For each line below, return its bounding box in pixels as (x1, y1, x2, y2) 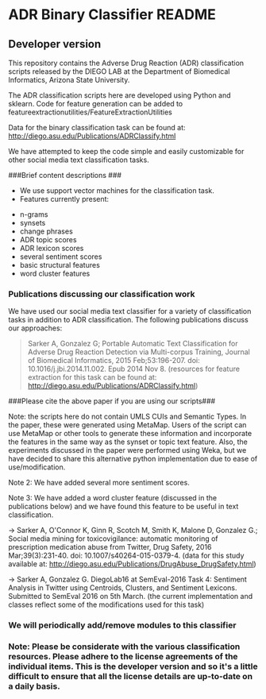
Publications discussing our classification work (8, 288, 195, 299)
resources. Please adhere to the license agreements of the (8, 651, 238, 662)
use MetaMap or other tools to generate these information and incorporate (8, 429, 253, 438)
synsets (19, 218, 46, 227)
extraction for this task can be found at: (27, 373, 157, 382)
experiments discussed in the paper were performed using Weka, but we (8, 446, 247, 455)
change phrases (19, 226, 73, 236)
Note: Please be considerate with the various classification (8, 641, 241, 652)
